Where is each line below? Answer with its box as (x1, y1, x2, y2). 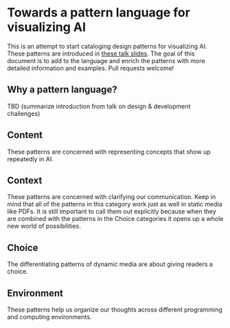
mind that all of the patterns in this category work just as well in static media (7, 200, 222, 209)
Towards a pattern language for (7, 5, 191, 21)
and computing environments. (7, 313, 92, 320)
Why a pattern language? (7, 84, 118, 95)
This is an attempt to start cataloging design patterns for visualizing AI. (7, 42, 207, 50)
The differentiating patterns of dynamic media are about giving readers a (7, 260, 213, 268)
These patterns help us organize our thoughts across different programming (7, 305, 222, 314)
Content (7, 129, 43, 141)
